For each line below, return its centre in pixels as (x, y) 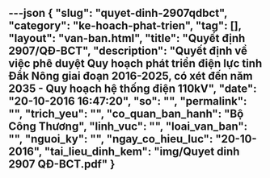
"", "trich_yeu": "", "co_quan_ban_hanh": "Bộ (126, 114)
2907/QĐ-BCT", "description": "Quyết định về (128, 51)
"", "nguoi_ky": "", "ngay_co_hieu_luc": (111, 139)
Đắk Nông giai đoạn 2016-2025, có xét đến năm (131, 76)
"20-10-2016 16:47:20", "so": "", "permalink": (128, 101)
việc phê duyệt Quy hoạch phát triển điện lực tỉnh (135, 64)
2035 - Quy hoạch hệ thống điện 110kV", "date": (133, 89)
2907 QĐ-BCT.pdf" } (62, 164)
